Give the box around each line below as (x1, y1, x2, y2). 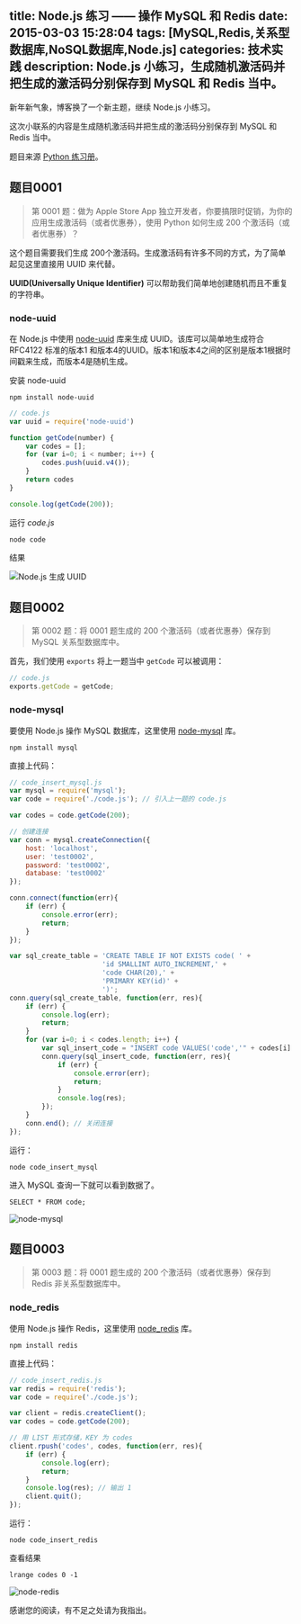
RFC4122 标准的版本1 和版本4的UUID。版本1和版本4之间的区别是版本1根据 (9, 345, 283, 355)
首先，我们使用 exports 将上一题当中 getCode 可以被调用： (9, 656, 225, 667)
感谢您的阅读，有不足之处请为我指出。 (9, 1605, 151, 1616)
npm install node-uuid (9, 392, 94, 402)
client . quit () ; (25, 1492, 83, 1501)
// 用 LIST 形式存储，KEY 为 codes (9, 1433, 133, 1442)
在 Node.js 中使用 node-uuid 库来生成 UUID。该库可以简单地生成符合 (9, 333, 265, 344)
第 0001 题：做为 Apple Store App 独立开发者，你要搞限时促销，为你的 (31, 205, 293, 216)
